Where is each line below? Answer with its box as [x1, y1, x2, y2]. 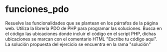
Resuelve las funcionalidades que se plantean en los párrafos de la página [5, 20, 158, 26]
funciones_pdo [5, 3, 69, 15]
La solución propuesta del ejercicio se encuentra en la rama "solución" [5, 41, 151, 47]
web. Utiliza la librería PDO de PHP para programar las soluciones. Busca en [5, 25, 162, 31]
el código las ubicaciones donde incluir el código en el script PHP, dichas [5, 30, 156, 36]
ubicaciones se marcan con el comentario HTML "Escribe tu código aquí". [5, 36, 157, 42]
